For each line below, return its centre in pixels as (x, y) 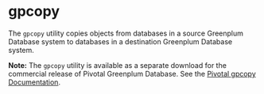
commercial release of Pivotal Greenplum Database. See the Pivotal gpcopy (132, 73)
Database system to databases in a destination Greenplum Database (120, 41)
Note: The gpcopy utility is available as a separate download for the (117, 65)
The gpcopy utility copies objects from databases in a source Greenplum (126, 33)
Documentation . (35, 82)
